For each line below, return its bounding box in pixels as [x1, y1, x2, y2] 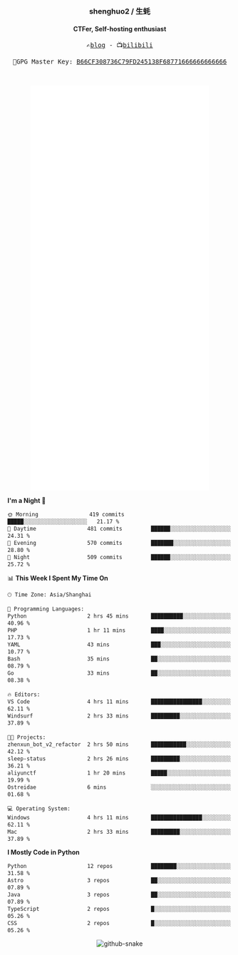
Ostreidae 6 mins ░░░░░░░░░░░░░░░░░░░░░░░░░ [7, 784, 232, 791]
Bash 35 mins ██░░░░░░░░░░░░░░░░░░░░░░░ [7, 655, 232, 663]
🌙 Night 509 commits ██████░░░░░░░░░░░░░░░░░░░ [7, 554, 232, 561]
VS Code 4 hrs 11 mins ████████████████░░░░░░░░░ [7, 698, 232, 705]
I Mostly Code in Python [7, 848, 80, 857]
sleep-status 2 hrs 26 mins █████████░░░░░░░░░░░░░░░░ [7, 755, 232, 762]
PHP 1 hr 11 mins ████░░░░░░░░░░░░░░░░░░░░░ [7, 627, 232, 634]
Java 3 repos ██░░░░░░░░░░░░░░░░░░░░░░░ [7, 892, 232, 899]
